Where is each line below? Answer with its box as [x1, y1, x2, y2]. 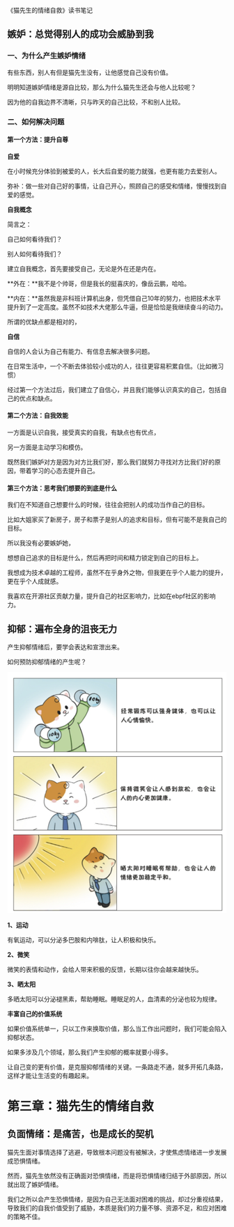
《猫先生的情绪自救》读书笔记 [7, 6, 93, 14]
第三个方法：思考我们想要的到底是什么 [7, 483, 117, 492]
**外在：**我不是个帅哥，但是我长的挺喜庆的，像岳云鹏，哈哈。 [7, 279, 191, 288]
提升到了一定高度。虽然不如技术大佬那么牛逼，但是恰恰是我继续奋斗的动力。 [7, 302, 227, 311]
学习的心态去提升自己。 [31, 467, 99, 475]
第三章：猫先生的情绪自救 [7, 1099, 155, 1114]
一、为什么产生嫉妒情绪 [7, 51, 86, 61]
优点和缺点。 [19, 394, 56, 403]
